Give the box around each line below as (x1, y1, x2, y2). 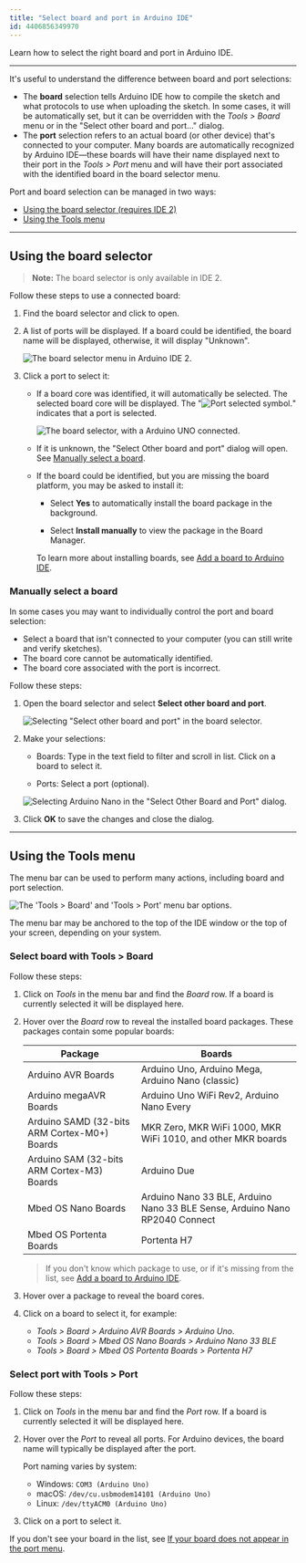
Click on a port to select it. (22, 1516, 122, 1527)
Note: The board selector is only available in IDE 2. (31, 273, 223, 284)
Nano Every (140, 1100, 191, 1113)
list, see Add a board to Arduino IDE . (45, 1272, 182, 1283)
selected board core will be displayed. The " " (36, 398, 297, 409)
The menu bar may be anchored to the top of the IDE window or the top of (9, 918, 288, 929)
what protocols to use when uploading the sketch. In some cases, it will (22, 100, 291, 111)
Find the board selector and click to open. (22, 307, 180, 319)
